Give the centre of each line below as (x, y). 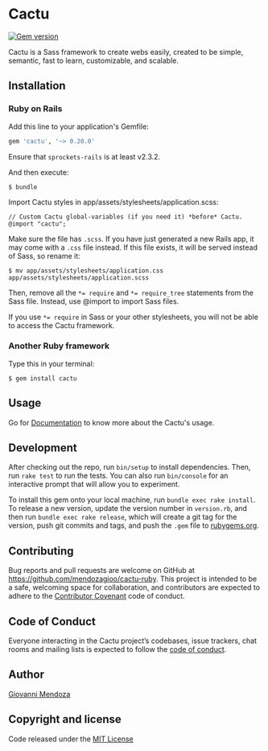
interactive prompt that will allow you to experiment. (94, 484)
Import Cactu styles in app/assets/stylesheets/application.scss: (113, 201)
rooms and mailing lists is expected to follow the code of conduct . (118, 649)
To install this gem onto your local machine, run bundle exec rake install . (132, 500)
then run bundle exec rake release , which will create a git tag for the (123, 517)
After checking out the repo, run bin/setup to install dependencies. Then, (130, 467)
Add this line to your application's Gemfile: (78, 127)
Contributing (41, 551)
